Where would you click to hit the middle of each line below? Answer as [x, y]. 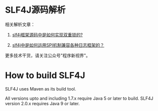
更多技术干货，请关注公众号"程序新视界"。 [48, 55]
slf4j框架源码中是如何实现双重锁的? [47, 35]
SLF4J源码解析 [35, 10]
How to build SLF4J [45, 75]
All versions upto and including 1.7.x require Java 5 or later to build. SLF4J [79, 98]
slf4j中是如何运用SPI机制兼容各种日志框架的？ [58, 45]
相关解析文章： [20, 24]
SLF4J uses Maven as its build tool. [41, 89]
